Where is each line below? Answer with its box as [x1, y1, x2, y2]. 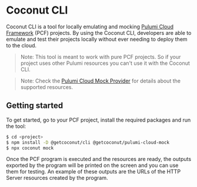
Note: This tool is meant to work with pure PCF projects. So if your [20, 53, 181, 60]
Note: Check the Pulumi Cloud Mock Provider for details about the [20, 77, 181, 84]
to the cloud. [6, 42, 37, 49]
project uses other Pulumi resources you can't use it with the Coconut [20, 60, 190, 67]
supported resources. [20, 83, 74, 90]
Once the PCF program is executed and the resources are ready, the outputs [6, 156, 192, 163]
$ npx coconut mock [6, 145, 54, 151]
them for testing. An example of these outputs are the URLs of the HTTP [6, 168, 181, 175]
